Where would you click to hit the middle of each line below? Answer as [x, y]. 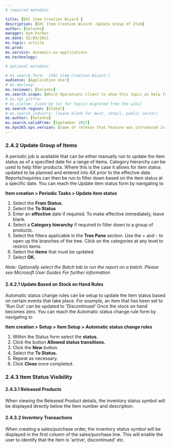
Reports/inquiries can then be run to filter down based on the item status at [84, 178]
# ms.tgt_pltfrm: [24, 99]
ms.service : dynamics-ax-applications [46, 52]
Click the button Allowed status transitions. [59, 342]
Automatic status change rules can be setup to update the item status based [85, 295]
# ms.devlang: [20, 85]
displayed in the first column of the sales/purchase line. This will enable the [84, 434]
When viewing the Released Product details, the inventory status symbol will [85, 401]
